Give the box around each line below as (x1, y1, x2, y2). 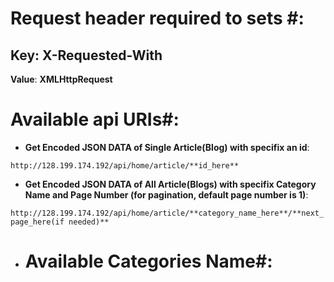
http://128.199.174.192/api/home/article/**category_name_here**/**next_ (10, 208, 325, 218)
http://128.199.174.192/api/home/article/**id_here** (10, 160, 240, 171)
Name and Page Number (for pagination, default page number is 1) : (24, 188, 309, 201)
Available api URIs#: (10, 108, 180, 131)
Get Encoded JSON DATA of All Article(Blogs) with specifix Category (24, 178, 317, 190)
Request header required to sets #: (10, 7, 305, 30)
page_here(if (10, 217, 65, 227)
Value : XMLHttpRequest (10, 73, 113, 85)
